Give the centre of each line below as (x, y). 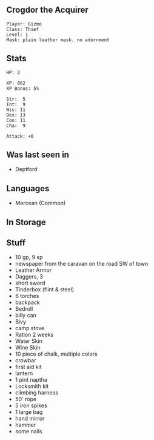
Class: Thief (23, 29)
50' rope (26, 399)
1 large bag (29, 412)
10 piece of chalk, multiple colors (56, 354)
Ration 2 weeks (34, 335)
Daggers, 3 (29, 277)
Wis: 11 (16, 110)
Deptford (26, 169)
